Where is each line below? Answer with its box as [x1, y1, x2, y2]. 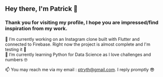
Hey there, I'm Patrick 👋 [5, 5, 78, 13]
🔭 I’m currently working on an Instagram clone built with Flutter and [5, 36, 140, 42]
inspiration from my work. [5, 25, 68, 32]
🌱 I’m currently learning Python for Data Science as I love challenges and [5, 51, 151, 57]
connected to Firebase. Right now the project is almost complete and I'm [5, 41, 151, 47]
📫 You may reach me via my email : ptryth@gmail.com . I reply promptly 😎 [5, 66, 155, 72]
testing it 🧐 [5, 46, 27, 52]
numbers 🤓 [5, 56, 28, 63]
